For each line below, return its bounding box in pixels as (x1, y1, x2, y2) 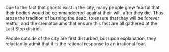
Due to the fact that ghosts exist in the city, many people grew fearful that (5, 5, 160, 10)
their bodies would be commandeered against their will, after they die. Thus (5, 10, 164, 16)
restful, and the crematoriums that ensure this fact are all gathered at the (5, 20, 158, 26)
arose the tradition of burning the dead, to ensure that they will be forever (5, 15, 159, 21)
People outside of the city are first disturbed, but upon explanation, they (5, 35, 156, 41)
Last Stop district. (5, 26, 42, 32)
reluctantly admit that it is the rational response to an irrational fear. (5, 41, 146, 47)
